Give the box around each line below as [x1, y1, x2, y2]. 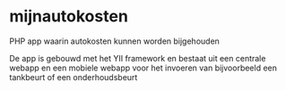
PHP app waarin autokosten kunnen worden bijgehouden [9, 36, 220, 46]
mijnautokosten [9, 6, 128, 27]
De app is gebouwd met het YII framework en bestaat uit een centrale [9, 53, 266, 63]
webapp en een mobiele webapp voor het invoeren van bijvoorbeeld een [9, 62, 278, 73]
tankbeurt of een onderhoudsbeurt [9, 71, 138, 82]
